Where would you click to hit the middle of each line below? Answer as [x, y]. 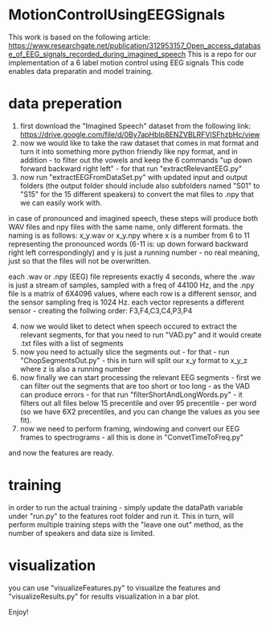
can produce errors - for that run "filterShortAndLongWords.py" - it [131, 394]
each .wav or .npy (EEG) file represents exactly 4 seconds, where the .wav [132, 276]
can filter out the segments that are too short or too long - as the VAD [135, 386]
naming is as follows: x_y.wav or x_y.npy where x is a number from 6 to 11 [129, 235]
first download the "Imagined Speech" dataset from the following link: [135, 125]
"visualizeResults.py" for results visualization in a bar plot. [104, 596]
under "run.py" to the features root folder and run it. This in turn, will [121, 516]
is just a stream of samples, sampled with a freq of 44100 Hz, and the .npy [131, 285]
